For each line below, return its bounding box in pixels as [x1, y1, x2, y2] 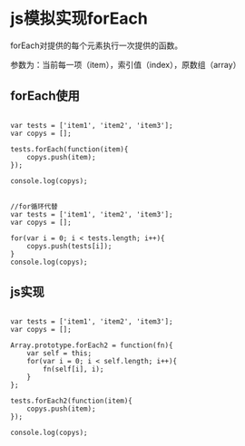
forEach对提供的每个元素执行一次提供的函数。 [10, 40, 183, 51]
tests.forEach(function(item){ [10, 144, 129, 154]
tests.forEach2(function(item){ [10, 396, 132, 405]
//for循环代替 [10, 201, 58, 211]
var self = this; [26, 348, 93, 358]
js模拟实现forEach [10, 8, 148, 29]
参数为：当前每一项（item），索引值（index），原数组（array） [10, 59, 241, 70]
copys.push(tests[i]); [26, 241, 113, 250]
